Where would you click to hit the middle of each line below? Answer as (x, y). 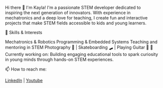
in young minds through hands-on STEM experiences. (59, 59)
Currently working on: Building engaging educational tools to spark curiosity (82, 54)
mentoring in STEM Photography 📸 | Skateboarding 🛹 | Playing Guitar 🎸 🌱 (79, 47)
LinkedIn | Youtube (24, 80)
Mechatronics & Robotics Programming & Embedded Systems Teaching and (81, 42)
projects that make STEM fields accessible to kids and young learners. (76, 23)
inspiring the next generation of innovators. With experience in (68, 13)
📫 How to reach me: (26, 69)
